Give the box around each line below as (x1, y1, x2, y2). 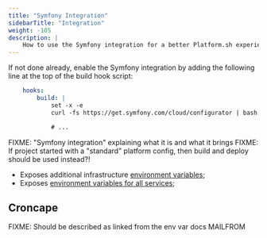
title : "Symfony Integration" (8, 11, 109, 20)
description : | (8, 33, 59, 42)
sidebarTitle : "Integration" (8, 19, 105, 27)
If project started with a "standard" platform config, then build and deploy (8, 146, 249, 155)
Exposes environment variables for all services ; (19, 178, 175, 187)
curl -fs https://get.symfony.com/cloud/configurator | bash (50, 109, 258, 117)
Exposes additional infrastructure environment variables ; (19, 170, 205, 179)
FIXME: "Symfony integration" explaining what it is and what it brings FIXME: (8, 137, 259, 147)
